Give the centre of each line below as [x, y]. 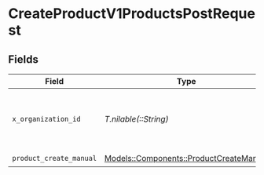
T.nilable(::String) [136, 119]
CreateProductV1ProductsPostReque [132, 14]
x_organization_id [46, 119]
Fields [24, 59]
